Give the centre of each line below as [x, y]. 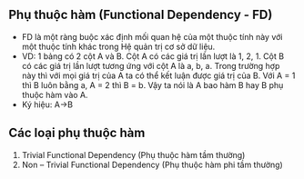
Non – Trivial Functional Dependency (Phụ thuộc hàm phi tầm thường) [152, 164]
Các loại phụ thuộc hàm [77, 133]
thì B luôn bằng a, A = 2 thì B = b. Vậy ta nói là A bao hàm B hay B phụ [152, 85]
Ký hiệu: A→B [47, 104]
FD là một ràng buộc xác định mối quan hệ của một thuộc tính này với [152, 36]
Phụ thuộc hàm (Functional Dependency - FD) [141, 15]
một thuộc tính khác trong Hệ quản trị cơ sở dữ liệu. [118, 46]
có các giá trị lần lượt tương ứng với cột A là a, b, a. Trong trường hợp [151, 65]
